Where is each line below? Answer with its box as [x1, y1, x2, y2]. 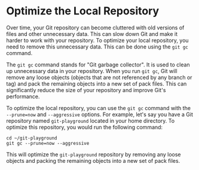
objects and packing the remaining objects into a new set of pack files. [6, 157, 180, 164]
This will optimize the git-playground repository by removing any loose [6, 151, 181, 158]
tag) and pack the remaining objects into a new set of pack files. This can [6, 80, 187, 87]
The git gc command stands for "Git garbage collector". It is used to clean [6, 61, 190, 68]
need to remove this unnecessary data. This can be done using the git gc [6, 43, 188, 50]
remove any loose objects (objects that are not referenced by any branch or [6, 74, 192, 81]
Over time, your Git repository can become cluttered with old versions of [6, 24, 185, 31]
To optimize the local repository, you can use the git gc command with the [6, 104, 191, 111]
